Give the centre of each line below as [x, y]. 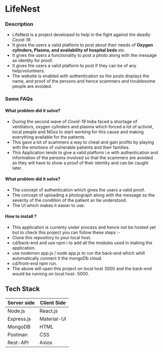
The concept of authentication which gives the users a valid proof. [78, 190]
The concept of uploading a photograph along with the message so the [83, 195]
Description [19, 24]
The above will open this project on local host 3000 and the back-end [82, 269]
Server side [21, 302]
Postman [18, 334]
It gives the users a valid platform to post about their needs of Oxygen [82, 45]
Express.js [19, 318]
